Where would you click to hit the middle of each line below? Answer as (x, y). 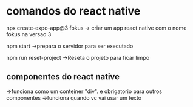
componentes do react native (63, 77)
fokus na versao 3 (29, 34)
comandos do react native (73, 11)
